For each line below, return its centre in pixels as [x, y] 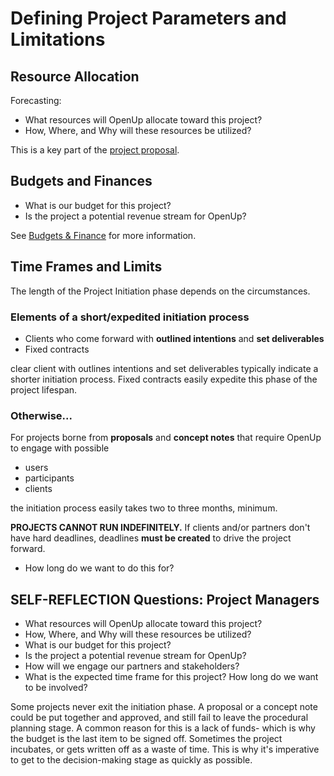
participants [49, 478]
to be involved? [56, 688]
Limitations [58, 39]
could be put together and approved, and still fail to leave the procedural [159, 718]
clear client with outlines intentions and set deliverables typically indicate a [164, 368]
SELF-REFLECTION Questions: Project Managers [165, 599]
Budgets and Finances [81, 181]
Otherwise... [41, 415]
